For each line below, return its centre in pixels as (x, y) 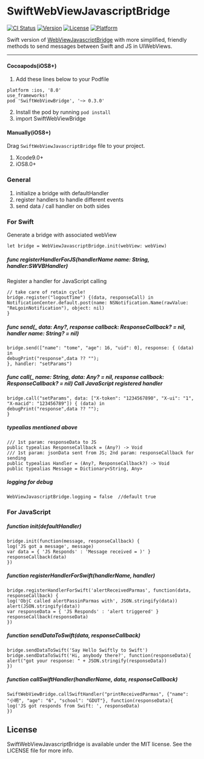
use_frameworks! (27, 96)
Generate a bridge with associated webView (62, 235)
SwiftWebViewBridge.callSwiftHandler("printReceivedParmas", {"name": (98, 694)
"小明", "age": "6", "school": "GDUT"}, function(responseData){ (90, 700)
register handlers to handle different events (69, 199)
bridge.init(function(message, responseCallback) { (73, 541)
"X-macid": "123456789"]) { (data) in (56, 403)
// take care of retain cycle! (46, 292)
